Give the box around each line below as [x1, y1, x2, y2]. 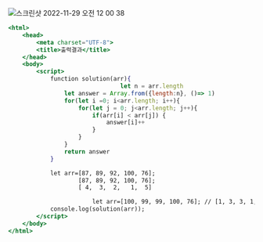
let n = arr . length [120, 82, 184, 90]
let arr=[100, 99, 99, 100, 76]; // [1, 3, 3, [92, 198, 247, 206]
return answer [63, 147, 110, 156]
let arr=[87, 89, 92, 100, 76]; [49, 169, 156, 177]
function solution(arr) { [49, 75, 131, 83]
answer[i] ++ [106, 118, 146, 127]
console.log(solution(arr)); [49, 205, 146, 213]
